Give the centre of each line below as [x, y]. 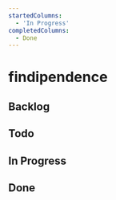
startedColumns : [35, 16]
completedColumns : [39, 30]
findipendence [58, 77]
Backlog [29, 106]
